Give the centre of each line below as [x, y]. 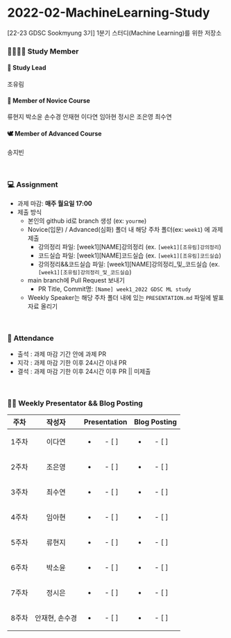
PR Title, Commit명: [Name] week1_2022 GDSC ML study [114, 289]
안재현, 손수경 [56, 618]
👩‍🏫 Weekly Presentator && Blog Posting [75, 403]
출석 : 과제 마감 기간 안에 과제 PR [61, 354]
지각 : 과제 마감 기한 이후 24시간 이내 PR [72, 363]
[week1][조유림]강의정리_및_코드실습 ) [85, 271]
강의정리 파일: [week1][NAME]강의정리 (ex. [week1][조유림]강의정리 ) [130, 246]
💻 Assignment [33, 185]
